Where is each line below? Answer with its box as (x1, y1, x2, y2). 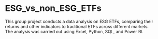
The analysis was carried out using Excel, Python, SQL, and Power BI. (5, 29, 144, 34)
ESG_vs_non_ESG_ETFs (5, 3, 101, 14)
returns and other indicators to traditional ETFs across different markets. (5, 23, 149, 29)
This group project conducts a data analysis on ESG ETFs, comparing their (5, 19, 154, 24)
